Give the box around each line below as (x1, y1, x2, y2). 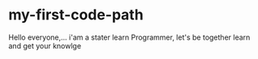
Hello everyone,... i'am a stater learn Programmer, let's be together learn (8, 32, 251, 42)
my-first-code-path (8, 6, 144, 24)
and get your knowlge (8, 40, 82, 50)
